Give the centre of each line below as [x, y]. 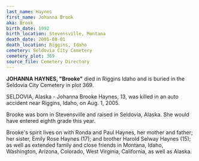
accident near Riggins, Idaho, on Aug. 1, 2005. [63, 103]
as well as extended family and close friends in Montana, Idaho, [85, 145]
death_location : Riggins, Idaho [46, 45]
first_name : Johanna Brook [40, 17]
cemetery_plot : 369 [31, 56]
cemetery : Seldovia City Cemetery [49, 51]
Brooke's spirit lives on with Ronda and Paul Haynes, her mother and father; [99, 132]
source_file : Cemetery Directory [48, 61]
